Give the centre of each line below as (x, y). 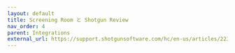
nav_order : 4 (26, 26)
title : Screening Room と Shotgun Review (68, 20)
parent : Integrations (39, 33)
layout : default (31, 13)
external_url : (28, 39)
